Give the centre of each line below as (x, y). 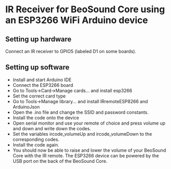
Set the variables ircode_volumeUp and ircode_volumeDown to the (82, 134)
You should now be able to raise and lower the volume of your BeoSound (89, 150)
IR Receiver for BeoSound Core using (85, 9)
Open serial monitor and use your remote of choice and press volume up (89, 123)
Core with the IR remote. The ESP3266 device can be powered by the (86, 155)
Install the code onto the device (46, 117)
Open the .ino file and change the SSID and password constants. (81, 112)
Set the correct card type (39, 96)
